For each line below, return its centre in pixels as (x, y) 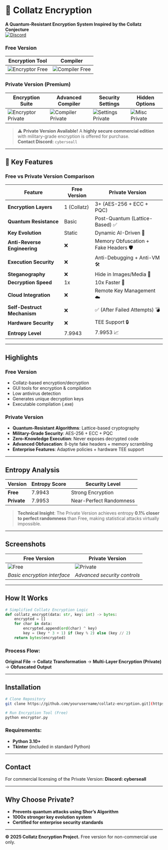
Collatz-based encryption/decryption (50, 383)
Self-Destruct (25, 307)
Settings (109, 103)
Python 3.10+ (26, 741)
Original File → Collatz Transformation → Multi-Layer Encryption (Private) (83, 662)
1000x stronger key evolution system (52, 817)
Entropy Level (24, 333)
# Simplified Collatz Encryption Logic (47, 610)
